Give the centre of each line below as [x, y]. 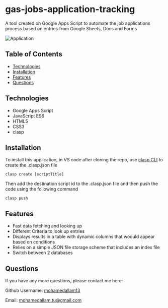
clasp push [17, 198]
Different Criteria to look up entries [48, 231]
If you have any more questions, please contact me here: [64, 281]
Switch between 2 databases [43, 253]
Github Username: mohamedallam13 [43, 290]
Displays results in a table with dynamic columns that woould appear [83, 237]
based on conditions [34, 242]
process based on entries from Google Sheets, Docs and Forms [71, 28]
